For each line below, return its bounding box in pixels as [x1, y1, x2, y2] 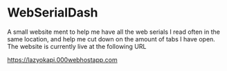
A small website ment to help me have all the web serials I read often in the [7, 28, 220, 36]
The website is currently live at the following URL [7, 42, 147, 50]
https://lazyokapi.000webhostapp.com [7, 55, 118, 63]
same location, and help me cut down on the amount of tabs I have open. [7, 34, 216, 43]
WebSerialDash [7, 5, 98, 21]
